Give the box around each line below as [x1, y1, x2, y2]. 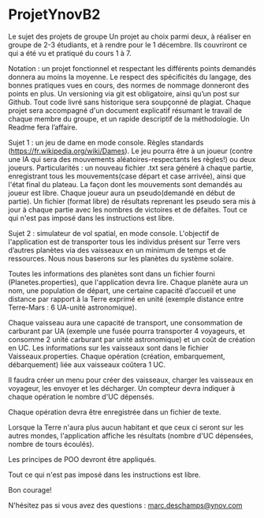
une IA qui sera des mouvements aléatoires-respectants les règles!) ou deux [8, 154, 256, 163]
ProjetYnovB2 [8, 6, 101, 24]
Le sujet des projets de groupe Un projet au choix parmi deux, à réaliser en [8, 32, 251, 41]
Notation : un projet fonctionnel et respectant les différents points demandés [8, 63, 257, 73]
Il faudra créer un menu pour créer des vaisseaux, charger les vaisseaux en [8, 375, 254, 385]
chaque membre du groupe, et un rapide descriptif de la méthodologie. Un [8, 114, 250, 123]
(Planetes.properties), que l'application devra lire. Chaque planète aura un [8, 277, 248, 287]
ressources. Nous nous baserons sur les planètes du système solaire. [8, 253, 234, 263]
